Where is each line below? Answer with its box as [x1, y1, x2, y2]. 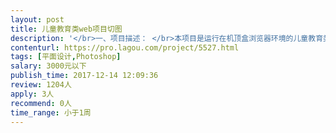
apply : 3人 [10, 89, 55, 99]
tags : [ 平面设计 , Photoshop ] [10, 52, 122, 62]
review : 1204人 [10, 80, 72, 90]
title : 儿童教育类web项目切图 [10, 24, 123, 34]
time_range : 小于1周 [10, 107, 92, 118]
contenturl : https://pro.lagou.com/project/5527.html [10, 42, 240, 53]
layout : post [10, 14, 65, 25]
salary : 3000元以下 [10, 61, 87, 71]
